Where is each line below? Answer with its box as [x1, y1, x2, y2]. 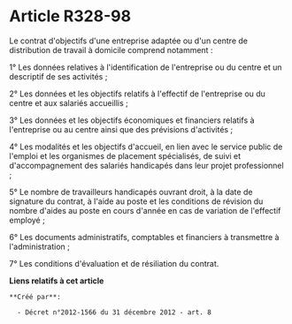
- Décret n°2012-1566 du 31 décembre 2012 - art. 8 [17, 307, 212, 317]
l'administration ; [9, 241, 71, 252]
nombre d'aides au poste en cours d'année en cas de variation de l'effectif [9, 205, 281, 215]
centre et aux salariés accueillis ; [9, 97, 128, 108]
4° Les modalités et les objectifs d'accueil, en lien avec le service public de [9, 141, 283, 152]
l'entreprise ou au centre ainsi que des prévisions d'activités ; [9, 124, 234, 134]
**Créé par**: [9, 292, 62, 301]
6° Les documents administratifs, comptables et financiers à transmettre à [9, 231, 280, 242]
